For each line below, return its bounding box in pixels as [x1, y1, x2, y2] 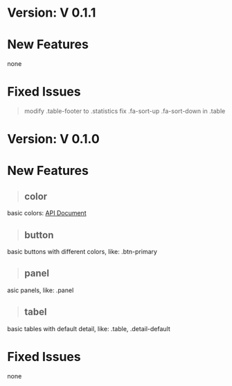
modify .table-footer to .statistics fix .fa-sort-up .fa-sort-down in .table [24, 107, 226, 115]
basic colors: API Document [7, 209, 87, 217]
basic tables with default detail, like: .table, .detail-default [7, 324, 171, 333]
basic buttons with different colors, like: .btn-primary [7, 248, 158, 256]
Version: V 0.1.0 [7, 131, 100, 147]
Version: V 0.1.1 [7, 5, 96, 21]
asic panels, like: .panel [7, 286, 74, 294]
